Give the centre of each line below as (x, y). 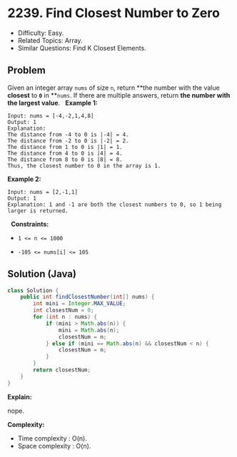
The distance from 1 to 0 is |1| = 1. (65, 147)
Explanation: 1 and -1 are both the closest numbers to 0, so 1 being (115, 205)
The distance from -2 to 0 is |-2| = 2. (69, 140)
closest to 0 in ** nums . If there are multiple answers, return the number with (119, 95)
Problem (27, 70)
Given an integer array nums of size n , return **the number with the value (114, 88)
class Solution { (33, 290)
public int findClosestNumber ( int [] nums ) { (87, 297)
